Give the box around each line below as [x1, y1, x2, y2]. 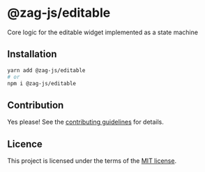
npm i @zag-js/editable [7, 80, 77, 87]
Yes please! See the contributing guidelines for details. [7, 117, 164, 127]
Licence [7, 138, 43, 150]
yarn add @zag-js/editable [7, 66, 86, 74]
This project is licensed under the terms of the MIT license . [7, 157, 176, 165]
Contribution [7, 99, 64, 111]
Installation [7, 48, 57, 60]
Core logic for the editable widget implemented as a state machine [7, 28, 199, 36]
